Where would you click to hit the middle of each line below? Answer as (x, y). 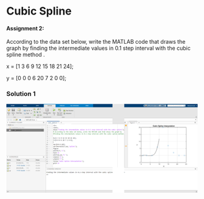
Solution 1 (21, 94)
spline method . (26, 55)
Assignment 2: (25, 28)
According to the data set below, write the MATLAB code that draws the (96, 42)
